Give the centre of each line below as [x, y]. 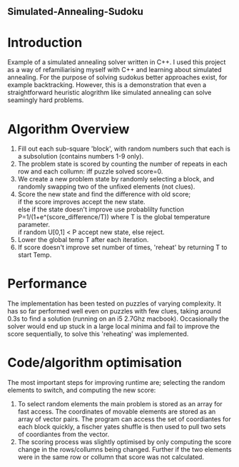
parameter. [34, 225]
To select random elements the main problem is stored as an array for [120, 404]
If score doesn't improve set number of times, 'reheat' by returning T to [122, 247]
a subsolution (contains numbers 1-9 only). [81, 156]
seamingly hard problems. [46, 100]
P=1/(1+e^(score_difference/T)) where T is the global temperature [114, 217]
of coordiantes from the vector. [63, 434]
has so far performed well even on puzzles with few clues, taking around [114, 311]
